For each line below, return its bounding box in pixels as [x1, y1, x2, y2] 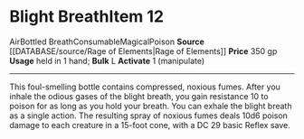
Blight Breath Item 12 [9, 6, 165, 27]
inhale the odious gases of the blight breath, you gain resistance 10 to [9, 90, 269, 101]
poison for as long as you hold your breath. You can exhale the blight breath [9, 100, 292, 111]
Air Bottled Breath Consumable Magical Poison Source [9, 36, 205, 47]
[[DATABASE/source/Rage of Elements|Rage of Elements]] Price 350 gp [9, 45, 278, 56]
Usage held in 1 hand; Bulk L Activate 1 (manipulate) [9, 55, 205, 66]
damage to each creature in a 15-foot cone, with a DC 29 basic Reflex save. [9, 119, 291, 130]
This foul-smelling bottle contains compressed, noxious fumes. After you [9, 81, 280, 92]
